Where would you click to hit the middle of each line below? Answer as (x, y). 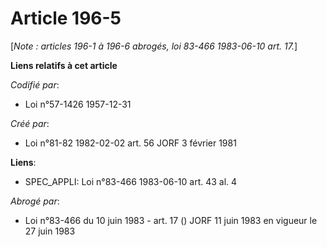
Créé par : (30, 123)
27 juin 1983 (50, 231)
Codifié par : (35, 84)
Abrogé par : (35, 201)
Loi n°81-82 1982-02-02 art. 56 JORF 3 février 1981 (130, 143)
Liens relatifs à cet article (64, 65)
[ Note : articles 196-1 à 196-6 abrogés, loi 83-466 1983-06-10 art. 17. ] (154, 46)
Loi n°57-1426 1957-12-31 (78, 104)
